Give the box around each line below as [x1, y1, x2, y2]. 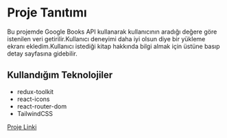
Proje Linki [7, 122, 37, 131]
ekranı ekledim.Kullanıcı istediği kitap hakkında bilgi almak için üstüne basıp [7, 42, 221, 50]
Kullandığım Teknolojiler [7, 69, 113, 81]
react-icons [16, 95, 50, 103]
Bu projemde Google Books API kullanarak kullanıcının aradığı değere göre [7, 27, 217, 36]
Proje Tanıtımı [7, 5, 87, 21]
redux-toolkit [16, 87, 53, 95]
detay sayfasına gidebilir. [7, 49, 77, 58]
